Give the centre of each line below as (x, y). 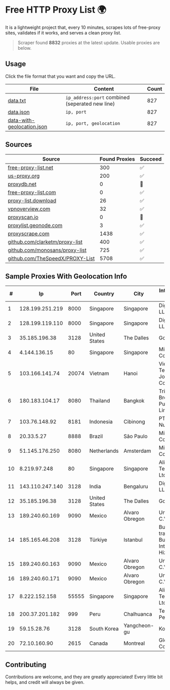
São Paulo (136, 436)
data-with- (22, 120)
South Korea (104, 629)
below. (25, 48)
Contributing (26, 664)
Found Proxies (117, 159)
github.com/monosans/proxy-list (47, 250)
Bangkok (134, 401)
